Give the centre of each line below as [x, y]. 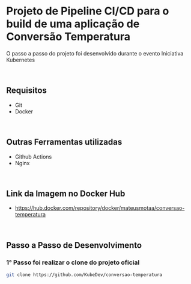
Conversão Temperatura [68, 37]
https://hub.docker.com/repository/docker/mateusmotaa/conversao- [100, 208]
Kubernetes [20, 60]
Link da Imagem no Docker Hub [66, 193]
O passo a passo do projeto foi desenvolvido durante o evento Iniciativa [95, 53]
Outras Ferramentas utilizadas [64, 142]
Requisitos [26, 91]
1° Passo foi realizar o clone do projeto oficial [73, 262]
